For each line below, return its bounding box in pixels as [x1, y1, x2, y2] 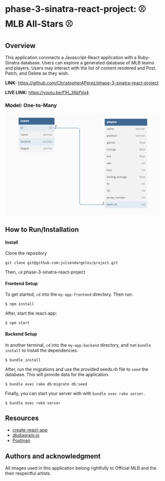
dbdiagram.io [12, 432, 40, 438]
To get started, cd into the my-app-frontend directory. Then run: [5, 291, 133, 297]
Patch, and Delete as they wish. [5, 70, 69, 76]
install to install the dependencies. [5, 347, 78, 353]
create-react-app [12, 427, 48, 433]
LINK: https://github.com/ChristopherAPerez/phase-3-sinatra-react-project [5, 80, 159, 86]
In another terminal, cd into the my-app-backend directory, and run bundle [5, 342, 151, 348]
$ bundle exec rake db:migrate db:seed [5, 381, 87, 386]
